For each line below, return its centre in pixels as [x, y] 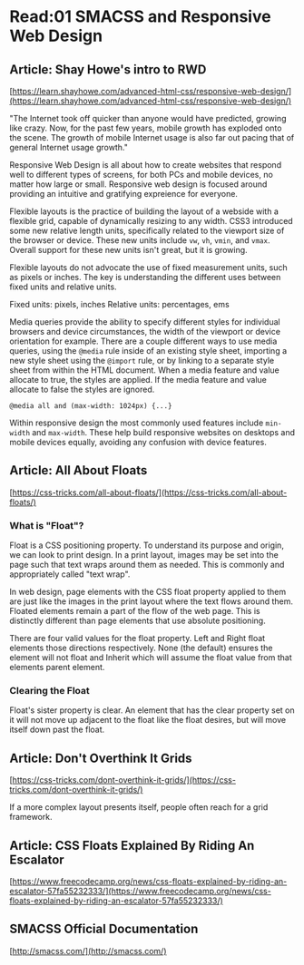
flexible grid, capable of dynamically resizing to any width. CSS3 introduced [151, 221]
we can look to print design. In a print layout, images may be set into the [144, 555]
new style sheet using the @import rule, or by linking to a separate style [142, 361]
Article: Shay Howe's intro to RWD [108, 69]
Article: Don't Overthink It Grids [101, 758]
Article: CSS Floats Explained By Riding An [132, 845]
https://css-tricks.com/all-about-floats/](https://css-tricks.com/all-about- [150, 492]
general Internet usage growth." [69, 147]
